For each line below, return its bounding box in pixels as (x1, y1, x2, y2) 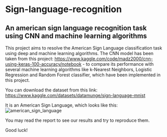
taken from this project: (5, 56, 54, 62)
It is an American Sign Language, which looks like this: (5, 102, 118, 108)
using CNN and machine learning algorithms (5, 31, 147, 40)
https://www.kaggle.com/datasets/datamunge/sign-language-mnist (5, 93, 146, 98)
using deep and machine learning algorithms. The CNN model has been (5, 51, 154, 56)
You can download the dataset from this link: (5, 87, 98, 93)
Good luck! (5, 127, 28, 133)
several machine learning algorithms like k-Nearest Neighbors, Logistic (5, 67, 152, 72)
